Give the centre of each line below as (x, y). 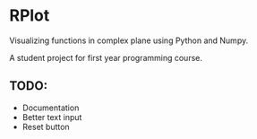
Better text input (52, 117)
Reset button (46, 126)
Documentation (51, 108)
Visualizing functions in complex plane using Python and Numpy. (129, 40)
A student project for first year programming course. (106, 57)
